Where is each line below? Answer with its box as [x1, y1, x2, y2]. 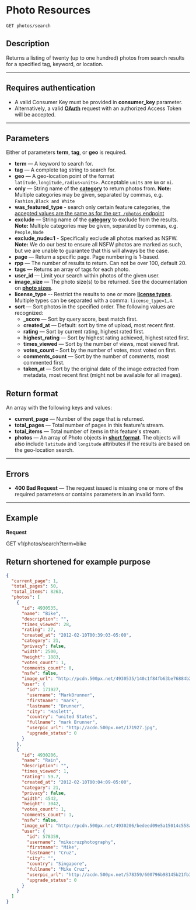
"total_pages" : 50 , [11, 583, 59, 589]
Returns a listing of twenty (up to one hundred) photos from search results [6, 54, 185, 61]
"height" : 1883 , [21, 654, 61, 660]
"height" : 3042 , [21, 801, 61, 807]
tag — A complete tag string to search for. [14, 166, 116, 173]
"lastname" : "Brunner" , [27, 703, 85, 709]
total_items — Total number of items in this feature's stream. [14, 428, 162, 435]
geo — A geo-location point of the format [14, 173, 114, 180]
